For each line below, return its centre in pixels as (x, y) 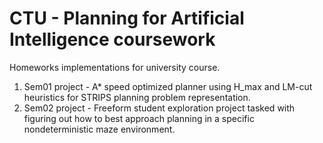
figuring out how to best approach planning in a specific (139, 118)
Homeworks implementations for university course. (115, 67)
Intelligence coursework (112, 39)
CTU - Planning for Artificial (127, 18)
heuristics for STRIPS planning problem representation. (137, 97)
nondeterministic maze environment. (99, 129)
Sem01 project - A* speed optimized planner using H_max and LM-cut (168, 86)
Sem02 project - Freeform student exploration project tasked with (159, 108)
